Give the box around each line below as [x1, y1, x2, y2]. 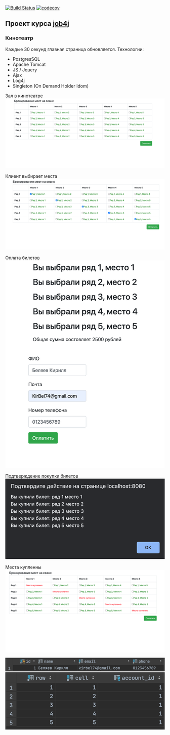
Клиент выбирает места [5, 173, 57, 179]
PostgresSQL [12, 56, 40, 62]
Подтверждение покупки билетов [5, 473, 78, 479]
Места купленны [5, 564, 41, 570]
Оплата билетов [5, 255, 40, 261]
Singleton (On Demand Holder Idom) [12, 83, 89, 89]
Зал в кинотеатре [5, 93, 43, 99]
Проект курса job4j [5, 19, 69, 28]
